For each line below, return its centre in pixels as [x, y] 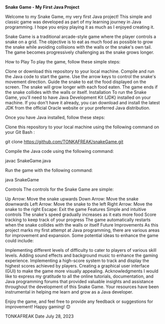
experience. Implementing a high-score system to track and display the [77, 261]
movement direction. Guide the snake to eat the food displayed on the [76, 82]
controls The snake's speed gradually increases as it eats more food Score [81, 214]
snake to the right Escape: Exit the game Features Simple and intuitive [76, 209]
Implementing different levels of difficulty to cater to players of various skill [81, 250]
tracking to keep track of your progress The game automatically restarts [78, 220]
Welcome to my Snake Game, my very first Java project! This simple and [79, 16]
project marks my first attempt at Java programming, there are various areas [82, 230]
